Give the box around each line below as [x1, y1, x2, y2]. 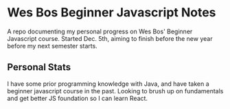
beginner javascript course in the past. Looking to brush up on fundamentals [7, 87, 224, 95]
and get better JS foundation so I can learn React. [7, 94, 148, 102]
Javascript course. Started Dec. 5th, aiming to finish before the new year [7, 34, 213, 42]
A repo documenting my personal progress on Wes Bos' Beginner [7, 27, 193, 35]
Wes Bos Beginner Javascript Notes [7, 5, 216, 20]
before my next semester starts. [7, 42, 97, 50]
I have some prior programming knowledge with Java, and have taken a [7, 80, 209, 88]
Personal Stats [7, 61, 71, 73]
